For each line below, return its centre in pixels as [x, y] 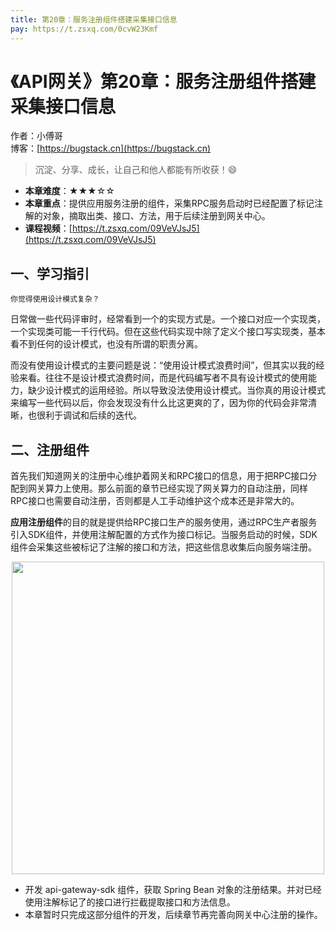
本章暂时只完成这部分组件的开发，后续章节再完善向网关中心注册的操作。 [173, 915]
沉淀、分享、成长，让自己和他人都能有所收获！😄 [136, 170]
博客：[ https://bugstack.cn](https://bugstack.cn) [111, 148]
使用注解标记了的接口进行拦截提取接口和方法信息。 [130, 902]
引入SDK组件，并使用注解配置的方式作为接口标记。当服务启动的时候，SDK [164, 535]
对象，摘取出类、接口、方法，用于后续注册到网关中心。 [156, 216]
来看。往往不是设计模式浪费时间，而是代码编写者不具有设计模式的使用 [163, 378]
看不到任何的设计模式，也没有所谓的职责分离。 [106, 344]
